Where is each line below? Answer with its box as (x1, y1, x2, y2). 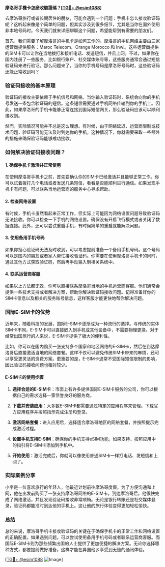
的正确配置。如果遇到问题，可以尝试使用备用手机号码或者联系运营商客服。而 (5, 535, 160, 540)
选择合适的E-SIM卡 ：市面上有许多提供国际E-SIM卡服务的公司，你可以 (12, 386, 154, 392)
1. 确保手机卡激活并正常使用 (5, 162, 61, 168)
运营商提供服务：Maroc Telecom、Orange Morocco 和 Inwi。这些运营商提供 (5, 44, 159, 50)
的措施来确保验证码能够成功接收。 (5, 135, 74, 142)
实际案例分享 (5, 472, 36, 479)
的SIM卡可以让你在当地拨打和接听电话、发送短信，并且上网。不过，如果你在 (5, 50, 160, 56)
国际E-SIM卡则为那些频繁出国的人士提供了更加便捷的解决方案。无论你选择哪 (5, 540, 160, 546)
